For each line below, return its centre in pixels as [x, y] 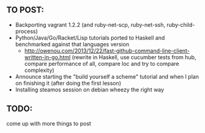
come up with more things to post [49, 123]
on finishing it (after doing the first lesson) [68, 83]
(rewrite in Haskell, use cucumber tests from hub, [134, 57]
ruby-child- [181, 24]
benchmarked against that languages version [72, 44]
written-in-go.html [47, 57]
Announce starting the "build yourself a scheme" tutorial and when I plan [107, 76]
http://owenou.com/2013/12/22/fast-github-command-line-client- [107, 51]
